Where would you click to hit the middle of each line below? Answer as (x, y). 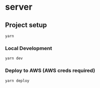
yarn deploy (17, 81)
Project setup (26, 25)
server (19, 7)
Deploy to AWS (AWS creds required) (50, 70)
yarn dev (14, 58)
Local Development (29, 48)
